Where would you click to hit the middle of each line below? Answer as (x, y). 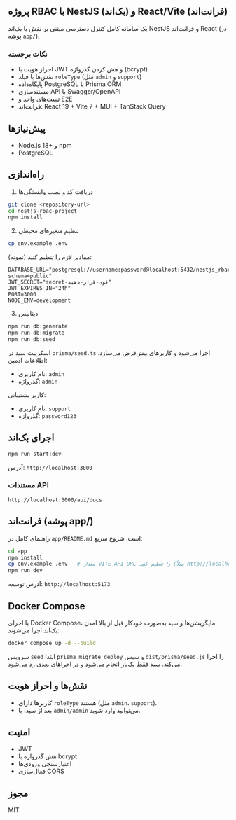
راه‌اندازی (26, 175)
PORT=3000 (22, 294)
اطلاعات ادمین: (28, 360)
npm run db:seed (32, 339)
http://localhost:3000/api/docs (55, 500)
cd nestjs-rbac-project (43, 211)
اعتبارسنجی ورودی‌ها (45, 764)
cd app (18, 551)
